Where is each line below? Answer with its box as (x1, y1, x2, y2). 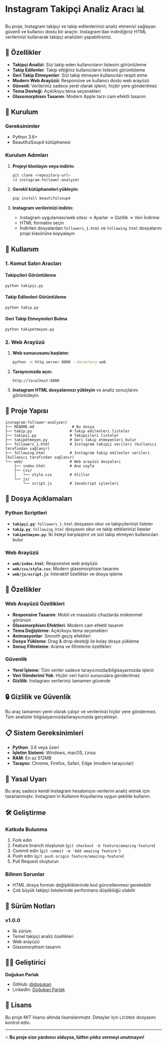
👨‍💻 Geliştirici (5, 958, 46, 967)
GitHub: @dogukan (12, 981, 52, 987)
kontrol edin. (5, 1019, 31, 1026)
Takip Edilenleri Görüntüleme (5, 294, 67, 300)
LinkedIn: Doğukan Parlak (12, 986, 65, 992)
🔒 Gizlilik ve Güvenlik (5, 693, 71, 701)
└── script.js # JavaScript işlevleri (23, 481, 119, 486)
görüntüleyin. (12, 392, 40, 398)
